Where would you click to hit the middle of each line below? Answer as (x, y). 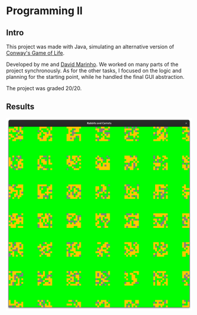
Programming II (45, 11)
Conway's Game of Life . (35, 53)
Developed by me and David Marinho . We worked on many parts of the (92, 64)
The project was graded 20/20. (44, 88)
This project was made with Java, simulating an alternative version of (90, 47)
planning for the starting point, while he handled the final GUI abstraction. (95, 77)
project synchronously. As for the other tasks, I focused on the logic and (94, 71)
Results (20, 107)
